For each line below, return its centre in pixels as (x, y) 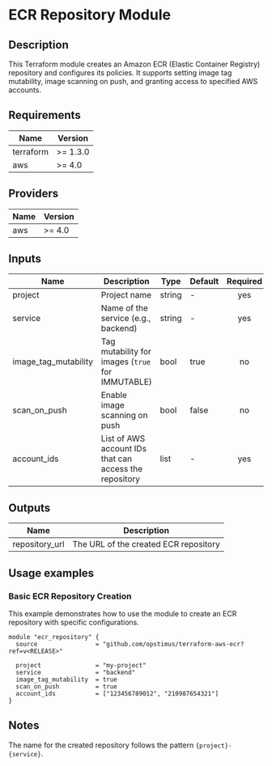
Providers (34, 194)
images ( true (126, 362)
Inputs (25, 259)
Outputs (30, 508)
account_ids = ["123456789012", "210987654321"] (117, 693)
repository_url (38, 544)
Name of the (124, 308)
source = (57, 644)
